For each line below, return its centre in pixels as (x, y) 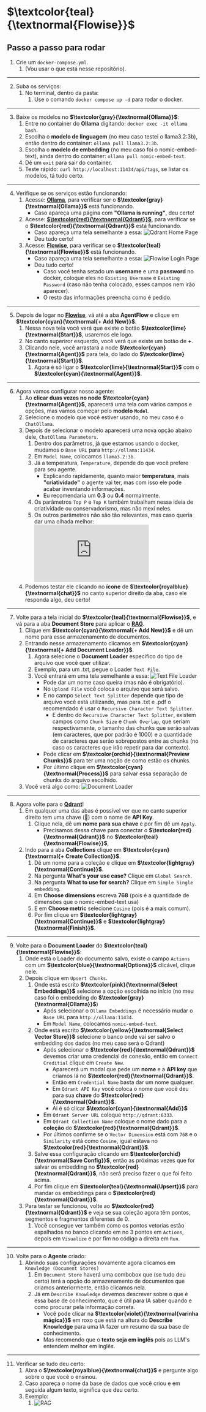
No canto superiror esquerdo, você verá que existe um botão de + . (109, 341)
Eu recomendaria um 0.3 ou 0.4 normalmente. (102, 495)
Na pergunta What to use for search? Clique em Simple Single (113, 882)
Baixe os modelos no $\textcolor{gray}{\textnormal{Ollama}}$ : (97, 117)
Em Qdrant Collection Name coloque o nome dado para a (115, 1121)
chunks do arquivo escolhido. (80, 780)
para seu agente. (55, 469)
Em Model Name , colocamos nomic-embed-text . (101, 1023)
